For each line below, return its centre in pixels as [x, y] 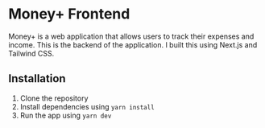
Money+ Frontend [69, 14]
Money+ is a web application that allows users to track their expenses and [131, 36]
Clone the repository [54, 98]
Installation [37, 78]
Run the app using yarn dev [66, 115]
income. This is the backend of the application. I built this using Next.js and [133, 44]
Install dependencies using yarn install [87, 106]
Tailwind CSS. [31, 53]
